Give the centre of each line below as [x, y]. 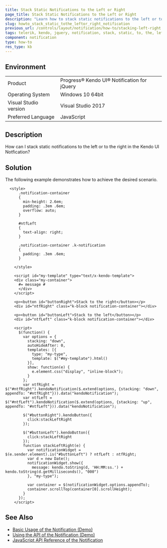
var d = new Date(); [48, 459]
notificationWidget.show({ [55, 463]
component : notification [31, 38]
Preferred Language [31, 117]
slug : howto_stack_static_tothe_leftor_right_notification [68, 24]
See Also [19, 517]
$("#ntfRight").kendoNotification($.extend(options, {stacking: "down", [82, 389]
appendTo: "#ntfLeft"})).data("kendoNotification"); [61, 407]
